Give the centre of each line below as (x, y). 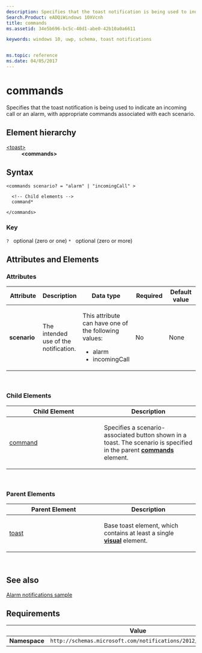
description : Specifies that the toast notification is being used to (96, 12)
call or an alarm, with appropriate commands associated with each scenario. (101, 114)
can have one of (105, 323)
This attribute (101, 316)
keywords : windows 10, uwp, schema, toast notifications (79, 40)
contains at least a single (139, 533)
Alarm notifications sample (39, 595)
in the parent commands (139, 450)
